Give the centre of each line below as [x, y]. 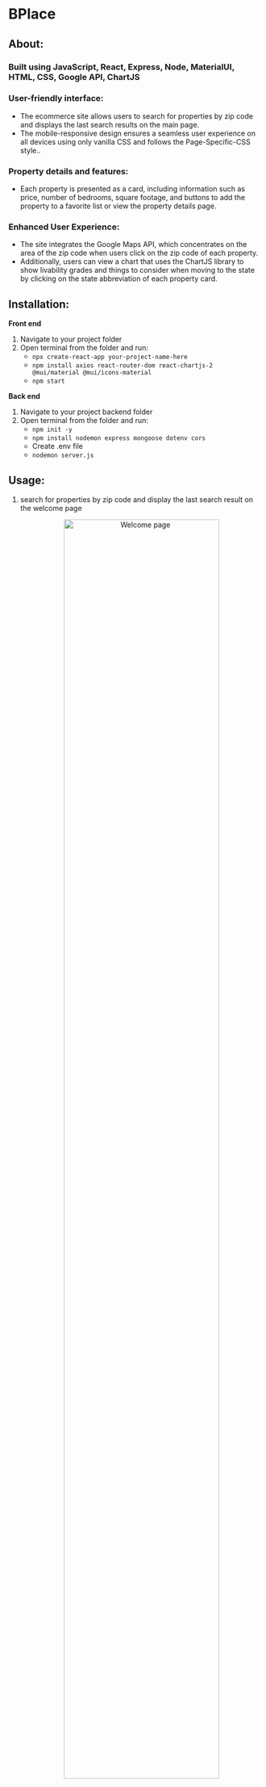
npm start [49, 381]
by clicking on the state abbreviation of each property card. [118, 278]
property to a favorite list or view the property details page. [118, 206]
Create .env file [57, 446]
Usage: [27, 480]
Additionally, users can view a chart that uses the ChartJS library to [132, 262]
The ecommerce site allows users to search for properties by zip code [137, 116]
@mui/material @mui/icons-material [91, 373]
